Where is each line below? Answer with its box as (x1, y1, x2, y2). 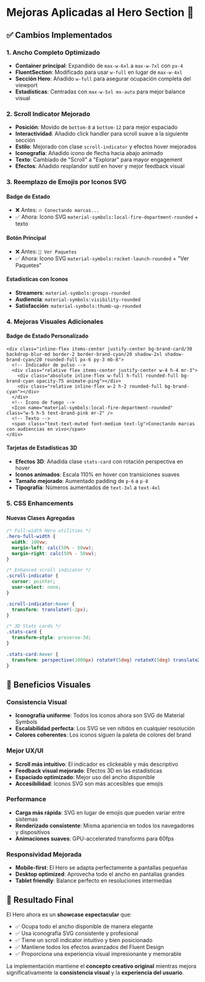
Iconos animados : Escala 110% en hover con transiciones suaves (15, 471, 180, 478)
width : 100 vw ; (12, 539, 48, 545)
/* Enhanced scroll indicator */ (6, 567, 92, 573)
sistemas (15, 815, 38, 823)
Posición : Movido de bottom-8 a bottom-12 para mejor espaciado (15, 123, 178, 131)
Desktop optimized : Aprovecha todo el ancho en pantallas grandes (15, 870, 185, 878)
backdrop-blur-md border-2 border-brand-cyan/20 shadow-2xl (6, 351, 163, 357)
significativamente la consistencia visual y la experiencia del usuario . (6, 969, 184, 976)
